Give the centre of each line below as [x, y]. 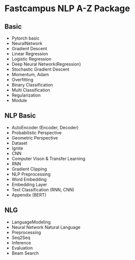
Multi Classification [31, 90]
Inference [21, 242]
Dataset [19, 143]
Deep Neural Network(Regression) [46, 64]
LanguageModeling [31, 222]
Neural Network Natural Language [46, 227]
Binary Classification [32, 85]
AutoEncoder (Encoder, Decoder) [45, 127]
